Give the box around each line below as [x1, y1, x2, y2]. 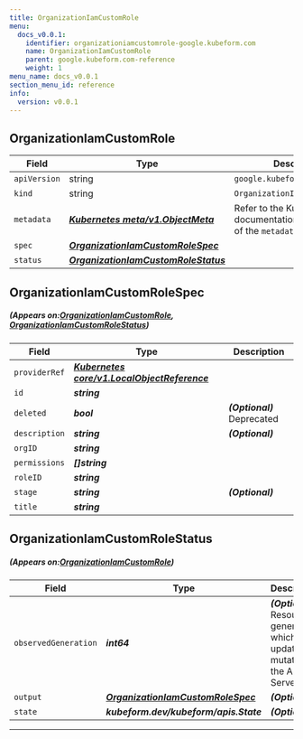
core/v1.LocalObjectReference [73, 371, 209, 384]
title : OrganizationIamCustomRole [9, 13, 140, 23]
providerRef [14, 367, 66, 378]
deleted [14, 407, 47, 418]
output [14, 692, 42, 702]
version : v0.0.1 [17, 97, 78, 107]
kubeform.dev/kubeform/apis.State [106, 706, 262, 718]
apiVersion [14, 173, 60, 184]
